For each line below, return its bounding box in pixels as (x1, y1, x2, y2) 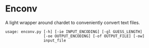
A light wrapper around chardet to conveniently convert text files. (5, 19, 140, 25)
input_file (43, 38, 66, 43)
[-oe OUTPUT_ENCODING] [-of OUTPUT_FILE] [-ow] (43, 33, 144, 38)
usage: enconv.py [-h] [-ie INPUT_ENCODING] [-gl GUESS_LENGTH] (5, 29, 142, 34)
